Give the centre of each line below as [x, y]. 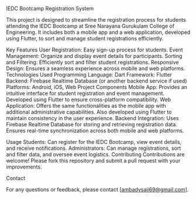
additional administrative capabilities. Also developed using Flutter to [89, 112]
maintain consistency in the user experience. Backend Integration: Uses [92, 118]
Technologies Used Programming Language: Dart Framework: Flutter [89, 75]
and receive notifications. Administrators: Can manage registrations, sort [94, 148]
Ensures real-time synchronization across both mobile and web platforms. [95, 131]
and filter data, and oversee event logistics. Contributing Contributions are [95, 154]
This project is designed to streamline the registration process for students [96, 20]
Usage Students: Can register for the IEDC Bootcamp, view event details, [94, 142]
